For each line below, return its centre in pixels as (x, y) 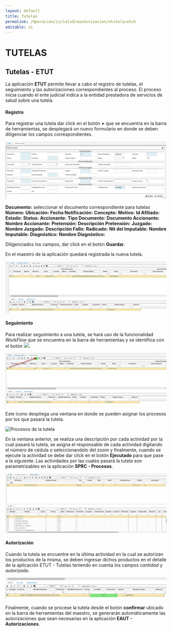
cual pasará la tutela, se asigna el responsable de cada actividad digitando (84, 444)
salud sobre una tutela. (29, 100)
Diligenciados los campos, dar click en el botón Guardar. (65, 244)
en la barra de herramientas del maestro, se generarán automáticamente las (85, 613)
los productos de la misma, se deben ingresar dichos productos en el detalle (86, 559)
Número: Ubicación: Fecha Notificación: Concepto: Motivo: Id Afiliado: (82, 212)
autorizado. (17, 570)
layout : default (23, 11)
